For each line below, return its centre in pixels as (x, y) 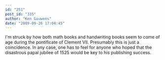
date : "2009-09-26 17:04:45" (35, 23)
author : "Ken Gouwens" (28, 19)
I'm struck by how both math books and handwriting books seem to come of (82, 37)
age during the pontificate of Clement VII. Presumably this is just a (72, 42)
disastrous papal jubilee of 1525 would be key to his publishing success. (78, 53)
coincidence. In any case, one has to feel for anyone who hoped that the (79, 47)
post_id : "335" (21, 14)
